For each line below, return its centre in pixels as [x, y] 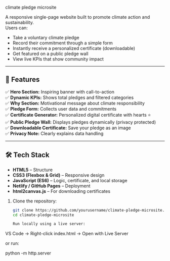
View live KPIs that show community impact [58, 59]
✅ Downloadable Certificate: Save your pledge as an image [68, 128]
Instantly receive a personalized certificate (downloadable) [74, 48]
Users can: [16, 28]
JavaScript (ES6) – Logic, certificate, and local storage [70, 180]
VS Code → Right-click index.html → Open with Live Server [67, 234]
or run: [12, 243]
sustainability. [19, 22]
